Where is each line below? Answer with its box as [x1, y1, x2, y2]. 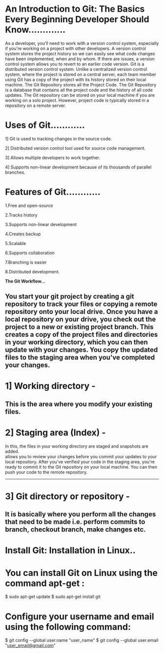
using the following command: [5, 621, 131, 633]
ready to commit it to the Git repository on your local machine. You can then [5, 464, 158, 469]
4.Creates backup [5, 231, 41, 237]
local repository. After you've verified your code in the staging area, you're [5, 459, 155, 465]
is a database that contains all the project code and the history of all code [5, 87, 153, 93]
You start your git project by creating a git [5, 292, 134, 301]
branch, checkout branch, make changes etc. [5, 526, 146, 534]
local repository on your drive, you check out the [5, 315, 156, 324]
